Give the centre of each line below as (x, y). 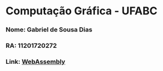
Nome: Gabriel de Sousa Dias (49, 30)
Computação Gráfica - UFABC (81, 11)
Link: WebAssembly (35, 61)
